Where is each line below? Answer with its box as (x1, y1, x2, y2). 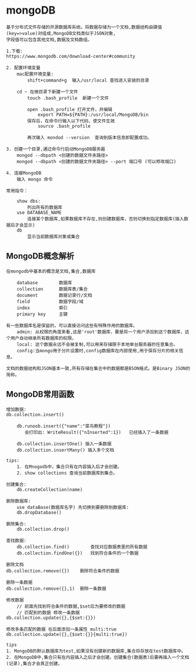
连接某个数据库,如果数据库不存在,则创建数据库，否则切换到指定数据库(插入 (27, 216, 184, 222)
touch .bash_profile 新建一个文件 (27, 95, 109, 101)
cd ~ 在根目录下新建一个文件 (16, 89, 78, 95)
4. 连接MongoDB (6, 170, 42, 176)
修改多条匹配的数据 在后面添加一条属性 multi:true (6, 626, 117, 632)
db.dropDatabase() (16, 509, 62, 515)
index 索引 (16, 305, 68, 311)
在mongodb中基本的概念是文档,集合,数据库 (6, 268, 96, 274)
